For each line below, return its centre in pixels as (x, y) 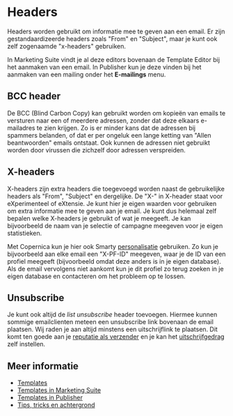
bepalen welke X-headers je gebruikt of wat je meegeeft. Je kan (99, 218)
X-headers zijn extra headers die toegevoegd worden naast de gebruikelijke (116, 189)
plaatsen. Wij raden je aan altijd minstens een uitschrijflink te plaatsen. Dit (112, 329)
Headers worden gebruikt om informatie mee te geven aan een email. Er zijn (116, 31)
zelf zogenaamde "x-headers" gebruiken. (67, 46)
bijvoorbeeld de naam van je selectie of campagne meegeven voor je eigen (115, 225)
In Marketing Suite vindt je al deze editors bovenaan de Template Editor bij (114, 59)
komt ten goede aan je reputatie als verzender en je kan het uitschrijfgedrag (116, 337)
